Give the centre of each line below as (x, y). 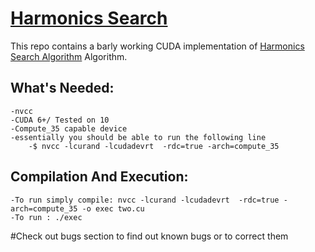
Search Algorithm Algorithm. (69, 56)
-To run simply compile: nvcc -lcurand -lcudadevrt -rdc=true (145, 200)
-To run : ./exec (46, 217)
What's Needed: (62, 88)
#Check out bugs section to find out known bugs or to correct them (149, 236)
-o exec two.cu (113, 208)
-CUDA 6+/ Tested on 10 (60, 120)
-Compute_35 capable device (69, 128)
